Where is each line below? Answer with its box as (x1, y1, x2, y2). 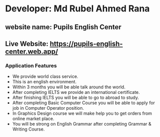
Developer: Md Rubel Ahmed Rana (5, 3, 150, 14)
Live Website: (5, 39, 49, 48)
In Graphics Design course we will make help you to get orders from (12, 110, 152, 117)
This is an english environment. (12, 79, 77, 85)
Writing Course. (12, 126, 45, 132)
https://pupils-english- (49, 39, 123, 48)
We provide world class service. (12, 73, 79, 79)
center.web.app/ (5, 47, 58, 56)
